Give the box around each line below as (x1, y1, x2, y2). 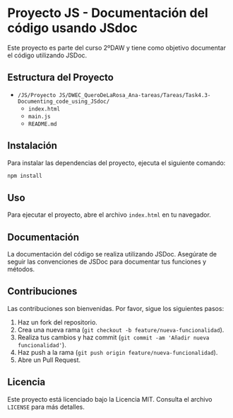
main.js (28, 113, 51, 120)
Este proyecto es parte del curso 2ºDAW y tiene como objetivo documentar (7, 43, 226, 52)
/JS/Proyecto (17, 91, 56, 98)
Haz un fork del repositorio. (17, 317, 97, 327)
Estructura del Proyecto (7, 72, 114, 84)
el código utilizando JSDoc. (7, 51, 88, 60)
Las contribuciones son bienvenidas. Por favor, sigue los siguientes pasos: (7, 304, 225, 312)
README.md (28, 120, 58, 128)
